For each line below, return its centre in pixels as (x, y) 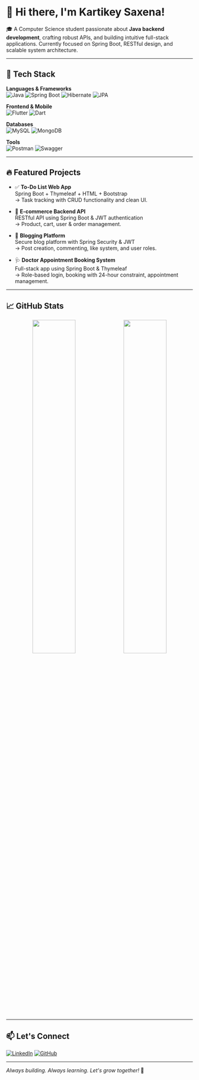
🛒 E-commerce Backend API (50, 211)
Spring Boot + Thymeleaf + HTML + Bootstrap (71, 193)
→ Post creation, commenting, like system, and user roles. (86, 248)
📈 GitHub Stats (35, 306)
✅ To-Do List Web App (43, 187)
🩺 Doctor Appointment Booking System (65, 260)
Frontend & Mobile (29, 106)
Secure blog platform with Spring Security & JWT (75, 242)
